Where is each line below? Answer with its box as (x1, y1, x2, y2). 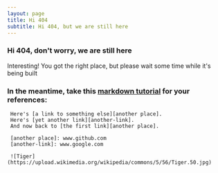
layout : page (7, 10, 45, 17)
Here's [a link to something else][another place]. (10, 110, 163, 118)
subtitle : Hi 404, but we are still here (7, 23, 129, 30)
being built (7, 69, 38, 77)
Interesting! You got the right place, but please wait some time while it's (7, 62, 211, 70)
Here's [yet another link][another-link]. (10, 116, 135, 123)
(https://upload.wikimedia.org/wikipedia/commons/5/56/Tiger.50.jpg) (7, 158, 212, 166)
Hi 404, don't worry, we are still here (7, 46, 132, 55)
